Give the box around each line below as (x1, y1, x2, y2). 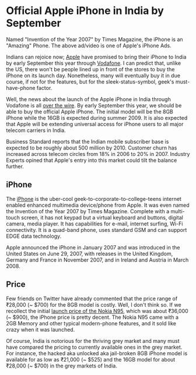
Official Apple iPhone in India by (6, 4, 164, 18)
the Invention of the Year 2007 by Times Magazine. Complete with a (6, 207, 170, 214)
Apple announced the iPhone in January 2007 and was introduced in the (6, 244, 180, 251)
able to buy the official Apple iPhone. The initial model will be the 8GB (6, 108, 174, 115)
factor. (36, 84, 52, 91)
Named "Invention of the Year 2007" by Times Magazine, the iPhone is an (6, 36, 183, 43)
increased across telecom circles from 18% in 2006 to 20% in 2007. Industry (6, 150, 190, 157)
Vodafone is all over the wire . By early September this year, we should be (6, 102, 182, 109)
